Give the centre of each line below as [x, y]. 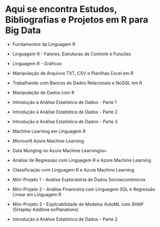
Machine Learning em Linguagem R [49, 131]
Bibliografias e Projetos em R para [77, 20]
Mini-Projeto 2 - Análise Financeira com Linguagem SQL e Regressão [84, 189]
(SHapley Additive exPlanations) [45, 209]
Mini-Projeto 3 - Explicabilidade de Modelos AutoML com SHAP [78, 204]
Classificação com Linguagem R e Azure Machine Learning [73, 170]
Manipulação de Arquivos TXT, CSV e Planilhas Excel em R [73, 73]
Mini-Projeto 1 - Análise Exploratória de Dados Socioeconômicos [79, 179]
